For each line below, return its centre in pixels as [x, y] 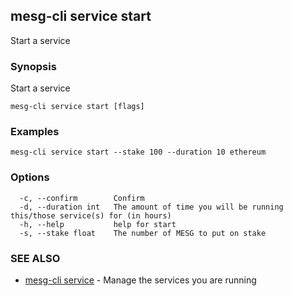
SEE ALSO [35, 258]
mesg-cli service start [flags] [77, 107]
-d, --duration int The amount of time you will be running [151, 207]
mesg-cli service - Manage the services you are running [140, 280]
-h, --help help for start [98, 224]
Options [30, 177]
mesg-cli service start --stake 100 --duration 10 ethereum [138, 152]
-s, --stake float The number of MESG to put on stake [143, 233]
